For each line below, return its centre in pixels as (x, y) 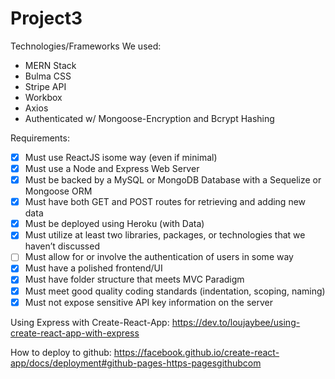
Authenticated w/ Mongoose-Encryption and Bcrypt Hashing (149, 118)
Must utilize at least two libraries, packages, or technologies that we (165, 235)
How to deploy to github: (61, 352)
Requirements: (40, 138)
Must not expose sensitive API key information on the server (149, 302)
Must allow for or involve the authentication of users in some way (159, 257)
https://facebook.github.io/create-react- (196, 352)
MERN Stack (50, 65)
